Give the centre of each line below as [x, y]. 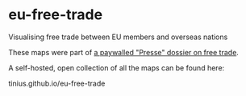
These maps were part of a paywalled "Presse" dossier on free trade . [124, 52]
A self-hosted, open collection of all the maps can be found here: [117, 68]
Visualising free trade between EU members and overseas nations [118, 37]
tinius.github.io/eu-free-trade [57, 83]
